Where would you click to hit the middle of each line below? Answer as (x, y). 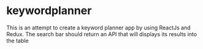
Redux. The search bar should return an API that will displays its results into (102, 34)
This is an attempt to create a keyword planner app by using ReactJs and (99, 28)
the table (17, 40)
